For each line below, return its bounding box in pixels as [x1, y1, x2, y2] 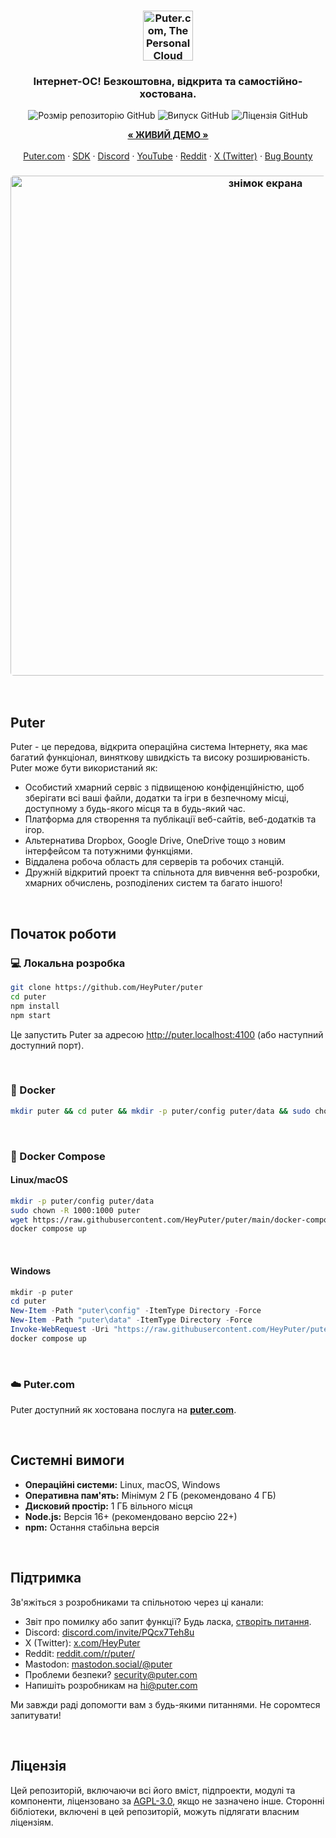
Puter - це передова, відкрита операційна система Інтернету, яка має [10, 741, 308, 753]
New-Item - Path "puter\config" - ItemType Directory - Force [10, 1306, 262, 1316]
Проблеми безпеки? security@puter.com [24, 1668, 198, 1680]
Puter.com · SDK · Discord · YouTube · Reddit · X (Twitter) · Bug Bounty [23, 150, 313, 162]
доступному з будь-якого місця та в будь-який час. [24, 803, 246, 815]
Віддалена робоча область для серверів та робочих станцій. [24, 856, 285, 868]
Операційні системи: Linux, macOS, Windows [24, 1478, 221, 1490]
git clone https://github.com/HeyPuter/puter [10, 983, 203, 993]
